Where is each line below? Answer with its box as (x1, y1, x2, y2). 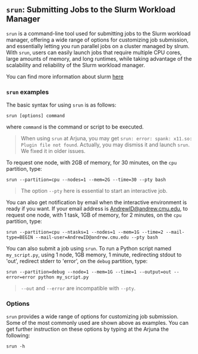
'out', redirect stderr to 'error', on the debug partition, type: (6, 258, 147, 265)
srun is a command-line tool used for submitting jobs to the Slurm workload (6, 30, 191, 37)
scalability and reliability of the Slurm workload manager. (6, 61, 146, 68)
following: (6, 332, 30, 339)
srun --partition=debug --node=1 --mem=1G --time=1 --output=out (6, 269, 171, 275)
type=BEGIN (6, 234, 33, 240)
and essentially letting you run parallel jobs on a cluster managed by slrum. (6, 42, 190, 49)
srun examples (6, 87, 49, 96)
